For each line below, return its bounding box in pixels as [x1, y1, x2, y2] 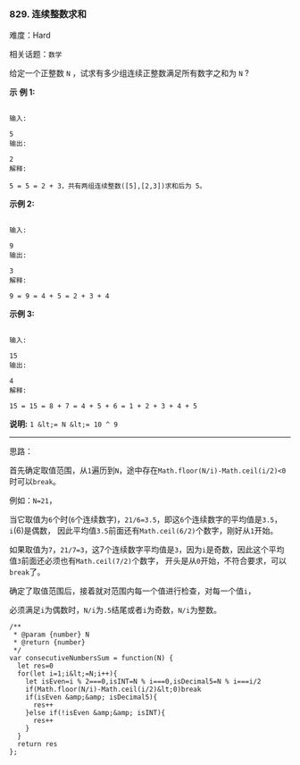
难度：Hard [9, 29, 51, 41]
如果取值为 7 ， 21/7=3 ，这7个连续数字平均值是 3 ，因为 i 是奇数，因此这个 [9, 544, 270, 555]
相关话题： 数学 [9, 49, 62, 60]
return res [17, 740, 58, 749]
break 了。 [9, 567, 46, 577]
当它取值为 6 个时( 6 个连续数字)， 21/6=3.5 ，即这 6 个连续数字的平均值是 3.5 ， [9, 514, 283, 525]
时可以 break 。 [9, 476, 61, 487]
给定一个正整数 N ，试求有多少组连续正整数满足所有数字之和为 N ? [9, 68, 250, 79]
